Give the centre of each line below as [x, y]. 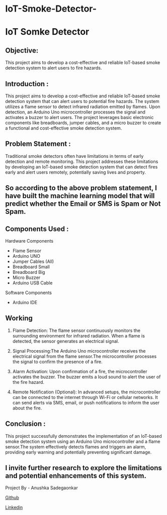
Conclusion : [25, 424]
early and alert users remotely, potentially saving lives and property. [75, 172]
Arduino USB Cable [32, 283]
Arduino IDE [25, 303]
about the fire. [27, 408]
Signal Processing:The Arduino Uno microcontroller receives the [79, 351]
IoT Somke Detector [47, 32]
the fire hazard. [28, 382]
